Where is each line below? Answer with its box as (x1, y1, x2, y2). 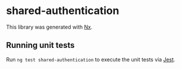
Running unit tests (6, 40, 75, 50)
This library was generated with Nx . (6, 23, 93, 30)
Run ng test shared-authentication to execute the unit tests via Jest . (6, 56, 176, 63)
